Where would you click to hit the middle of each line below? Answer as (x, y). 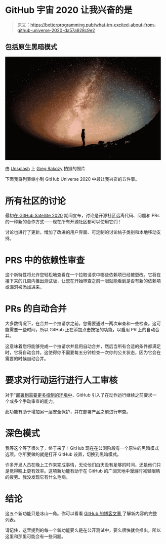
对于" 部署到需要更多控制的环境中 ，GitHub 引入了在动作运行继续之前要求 (79, 395)
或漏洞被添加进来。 (25, 287)
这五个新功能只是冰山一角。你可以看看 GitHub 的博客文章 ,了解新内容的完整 (81, 513)
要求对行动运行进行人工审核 (62, 380)
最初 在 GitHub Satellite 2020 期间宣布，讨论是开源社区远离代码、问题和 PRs (82, 216)
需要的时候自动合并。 (27, 359)
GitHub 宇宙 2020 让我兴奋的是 (69, 10)
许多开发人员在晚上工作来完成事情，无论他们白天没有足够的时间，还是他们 (81, 465)
